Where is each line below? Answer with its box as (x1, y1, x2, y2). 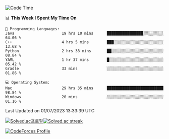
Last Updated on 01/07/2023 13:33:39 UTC (5, 108, 95, 113)
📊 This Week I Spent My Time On (5, 15, 77, 21)
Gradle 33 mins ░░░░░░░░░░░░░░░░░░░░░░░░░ (5, 66, 164, 71)
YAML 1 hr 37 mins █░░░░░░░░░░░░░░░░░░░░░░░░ (5, 57, 164, 62)
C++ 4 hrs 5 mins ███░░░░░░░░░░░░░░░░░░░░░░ (5, 40, 164, 45)
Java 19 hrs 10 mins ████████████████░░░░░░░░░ (5, 31, 164, 36)
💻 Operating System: (5, 80, 50, 85)
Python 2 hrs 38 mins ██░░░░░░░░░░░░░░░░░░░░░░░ (5, 48, 164, 53)
